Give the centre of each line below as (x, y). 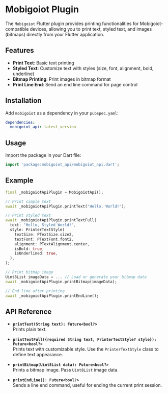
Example (19, 181)
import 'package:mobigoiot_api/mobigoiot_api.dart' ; (62, 165)
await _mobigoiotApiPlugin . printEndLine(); (52, 296)
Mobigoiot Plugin (42, 9)
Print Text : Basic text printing (44, 63)
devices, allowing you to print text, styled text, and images (91, 29)
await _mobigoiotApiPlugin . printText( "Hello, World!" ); (66, 206)
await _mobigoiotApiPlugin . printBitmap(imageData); (61, 282)
